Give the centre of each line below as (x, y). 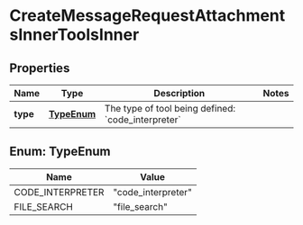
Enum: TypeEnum (60, 152)
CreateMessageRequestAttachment (147, 16)
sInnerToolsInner (74, 35)
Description (179, 93)
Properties (40, 68)
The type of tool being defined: (170, 108)
